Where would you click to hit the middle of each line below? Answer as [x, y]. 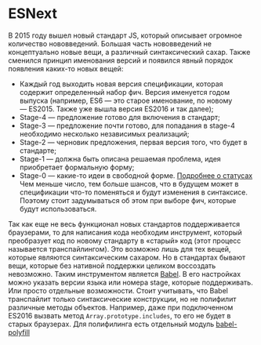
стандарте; [38, 151]
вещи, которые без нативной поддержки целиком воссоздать [112, 265]
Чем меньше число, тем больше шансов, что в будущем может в [129, 183]
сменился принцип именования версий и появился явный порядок [121, 60]
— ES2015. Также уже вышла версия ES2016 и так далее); [116, 109]
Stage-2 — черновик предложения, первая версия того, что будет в [133, 142]
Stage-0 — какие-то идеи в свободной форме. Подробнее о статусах [136, 175]
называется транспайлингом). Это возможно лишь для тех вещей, [120, 249]
